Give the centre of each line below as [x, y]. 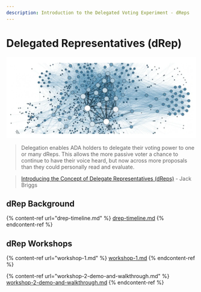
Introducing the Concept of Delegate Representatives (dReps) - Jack [106, 178]
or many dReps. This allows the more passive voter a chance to [100, 154]
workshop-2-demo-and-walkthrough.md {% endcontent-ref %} [85, 282]
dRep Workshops [39, 244]
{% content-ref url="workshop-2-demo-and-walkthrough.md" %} [88, 276]
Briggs [29, 185]
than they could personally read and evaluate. [78, 167]
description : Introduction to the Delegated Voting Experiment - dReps [98, 13]
